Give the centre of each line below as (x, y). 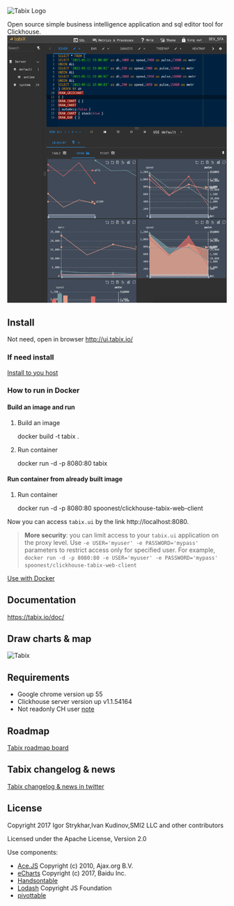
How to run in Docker (44, 390)
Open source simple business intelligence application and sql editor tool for (115, 24)
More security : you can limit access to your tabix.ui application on (122, 535)
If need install (31, 358)
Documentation (42, 600)
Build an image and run (41, 407)
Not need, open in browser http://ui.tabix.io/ (70, 339)
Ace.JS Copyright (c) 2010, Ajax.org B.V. (75, 866)
